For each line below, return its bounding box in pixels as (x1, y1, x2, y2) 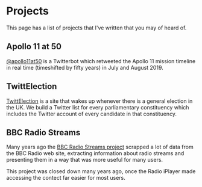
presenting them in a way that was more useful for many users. (6, 156, 163, 164)
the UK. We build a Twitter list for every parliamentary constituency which (6, 103, 189, 111)
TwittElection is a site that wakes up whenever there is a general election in (6, 97, 193, 105)
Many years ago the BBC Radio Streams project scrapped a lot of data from (6, 143, 194, 151)
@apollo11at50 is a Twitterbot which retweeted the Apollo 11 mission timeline (6, 57, 196, 64)
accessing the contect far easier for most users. (6, 174, 125, 182)
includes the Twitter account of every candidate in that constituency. (6, 110, 177, 117)
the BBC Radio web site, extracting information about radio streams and (6, 150, 185, 157)
